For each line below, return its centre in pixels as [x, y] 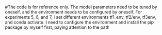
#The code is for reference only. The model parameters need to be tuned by [81, 7]
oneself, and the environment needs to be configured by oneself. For [73, 12]
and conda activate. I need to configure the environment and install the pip [80, 22]
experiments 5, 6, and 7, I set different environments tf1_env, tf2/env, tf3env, [81, 17]
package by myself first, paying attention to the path [57, 27]
